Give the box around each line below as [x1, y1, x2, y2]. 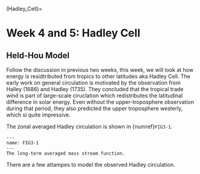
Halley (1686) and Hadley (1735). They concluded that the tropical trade [6, 86, 184, 92]
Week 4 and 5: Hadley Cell [6, 27, 140, 40]
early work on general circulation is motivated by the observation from [6, 79, 181, 86]
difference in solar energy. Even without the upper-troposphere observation [6, 98, 195, 105]
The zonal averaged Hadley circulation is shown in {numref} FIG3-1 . [6, 123, 173, 130]
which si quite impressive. [6, 111, 71, 118]
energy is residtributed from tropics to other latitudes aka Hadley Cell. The [6, 72, 191, 80]
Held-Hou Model [6, 50, 70, 60]
